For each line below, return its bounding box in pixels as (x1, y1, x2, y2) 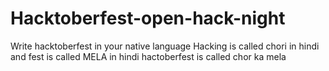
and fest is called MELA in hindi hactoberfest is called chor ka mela (10, 50, 287, 62)
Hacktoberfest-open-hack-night (10, 7, 286, 30)
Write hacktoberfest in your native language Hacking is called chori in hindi (10, 40, 320, 52)
